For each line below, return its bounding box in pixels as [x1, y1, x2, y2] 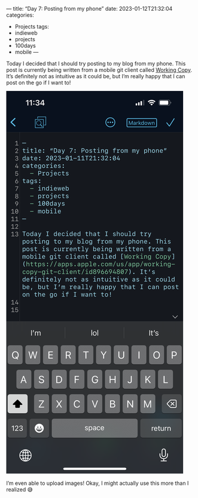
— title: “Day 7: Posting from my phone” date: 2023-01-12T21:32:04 [6, 5, 173, 12]
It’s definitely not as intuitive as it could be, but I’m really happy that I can [6, 73, 185, 80]
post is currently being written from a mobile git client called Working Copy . [6, 66, 193, 74]
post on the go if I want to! [6, 79, 71, 86]
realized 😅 [6, 486, 33, 493]
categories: [6, 11, 34, 19]
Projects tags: [14, 23, 50, 30]
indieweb [14, 29, 38, 36]
